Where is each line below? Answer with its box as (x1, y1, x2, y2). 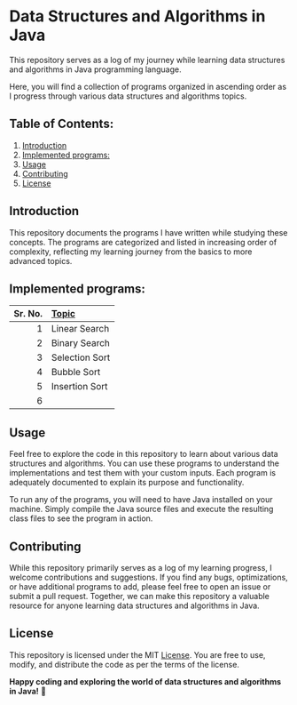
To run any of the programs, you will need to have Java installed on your (9, 494, 273, 505)
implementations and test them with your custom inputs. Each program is (9, 468, 277, 478)
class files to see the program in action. (9, 513, 153, 524)
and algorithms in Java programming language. (9, 64, 182, 75)
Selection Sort (51, 351, 111, 364)
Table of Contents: (9, 116, 114, 132)
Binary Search (51, 337, 111, 349)
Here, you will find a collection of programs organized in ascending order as (9, 81, 286, 92)
